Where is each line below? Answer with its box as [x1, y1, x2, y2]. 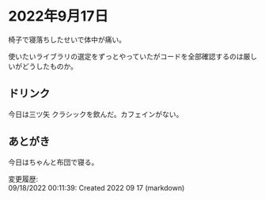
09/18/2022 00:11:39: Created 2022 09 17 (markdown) [8, 183, 185, 192]
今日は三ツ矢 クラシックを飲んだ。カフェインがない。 [8, 109, 184, 119]
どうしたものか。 [21, 61, 78, 71]
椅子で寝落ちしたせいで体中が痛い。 [8, 35, 127, 44]
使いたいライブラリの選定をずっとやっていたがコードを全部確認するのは [8, 51, 244, 61]
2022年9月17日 [8, 7, 109, 25]
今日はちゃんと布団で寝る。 [8, 157, 99, 167]
